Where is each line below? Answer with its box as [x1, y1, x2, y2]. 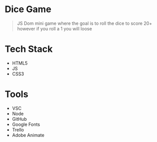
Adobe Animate [12, 132, 45, 138]
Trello [12, 126, 24, 132]
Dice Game [5, 4, 51, 15]
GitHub [12, 116, 27, 122]
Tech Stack [5, 43, 53, 55]
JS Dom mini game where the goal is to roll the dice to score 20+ [17, 20, 152, 26]
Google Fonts [12, 121, 40, 127]
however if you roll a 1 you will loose [17, 25, 92, 31]
